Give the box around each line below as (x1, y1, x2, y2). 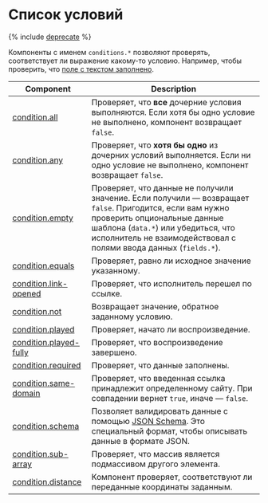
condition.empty (12, 212, 73, 223)
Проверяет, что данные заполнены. (91, 360, 230, 371)
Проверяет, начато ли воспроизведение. (91, 324, 250, 335)
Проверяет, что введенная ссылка (91, 372, 226, 383)
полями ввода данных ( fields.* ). (91, 242, 221, 253)
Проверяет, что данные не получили (91, 182, 234, 193)
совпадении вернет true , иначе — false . (91, 392, 249, 403)
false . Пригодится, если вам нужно (91, 202, 230, 213)
